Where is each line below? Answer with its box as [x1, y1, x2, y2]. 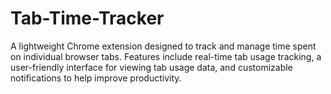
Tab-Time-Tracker [10, 7, 165, 30]
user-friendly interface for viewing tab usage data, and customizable [10, 61, 293, 73]
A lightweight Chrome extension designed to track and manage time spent [10, 40, 317, 52]
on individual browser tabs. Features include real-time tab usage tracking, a [10, 50, 322, 62]
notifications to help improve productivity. [10, 72, 182, 84]
